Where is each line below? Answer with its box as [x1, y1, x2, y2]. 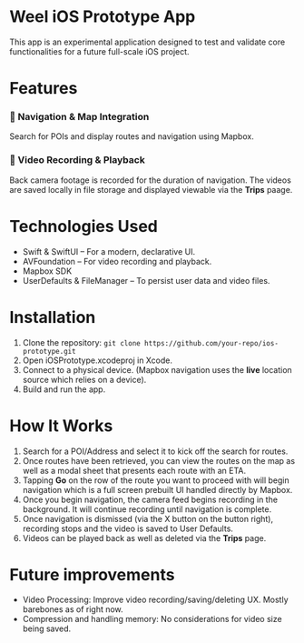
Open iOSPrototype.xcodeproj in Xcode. [22, 355, 172, 366]
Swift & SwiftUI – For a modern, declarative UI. [22, 246, 196, 256]
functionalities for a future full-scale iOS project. [9, 45, 190, 56]
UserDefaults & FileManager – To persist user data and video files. [22, 275, 270, 286]
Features [9, 78, 78, 99]
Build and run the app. [22, 384, 106, 395]
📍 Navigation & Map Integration [9, 111, 150, 124]
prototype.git [22, 347, 76, 356]
